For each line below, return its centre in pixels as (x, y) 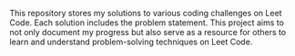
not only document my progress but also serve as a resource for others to (148, 32)
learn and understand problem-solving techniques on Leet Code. (131, 42)
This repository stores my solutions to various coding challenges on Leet (146, 13)
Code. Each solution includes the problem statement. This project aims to (147, 23)
